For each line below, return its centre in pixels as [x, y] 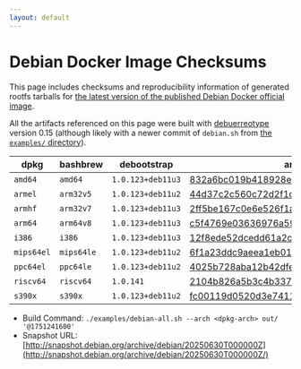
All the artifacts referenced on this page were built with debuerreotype [139, 123]
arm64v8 [76, 223]
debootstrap [146, 164]
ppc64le [76, 266]
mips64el [32, 252]
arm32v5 [76, 194]
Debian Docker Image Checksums [138, 61]
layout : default [39, 17]
